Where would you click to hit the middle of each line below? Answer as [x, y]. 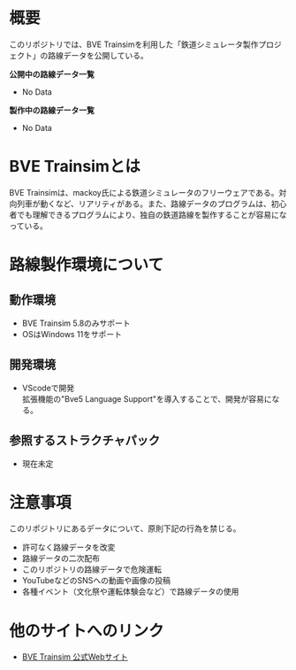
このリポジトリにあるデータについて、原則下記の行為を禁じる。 [125, 528]
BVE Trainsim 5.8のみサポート [76, 323]
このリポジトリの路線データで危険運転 [91, 570]
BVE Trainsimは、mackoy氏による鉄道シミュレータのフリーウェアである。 [144, 192]
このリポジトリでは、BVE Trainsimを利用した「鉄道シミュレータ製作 [134, 44]
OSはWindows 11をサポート [72, 334]
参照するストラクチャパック [85, 440]
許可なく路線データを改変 [68, 547]
